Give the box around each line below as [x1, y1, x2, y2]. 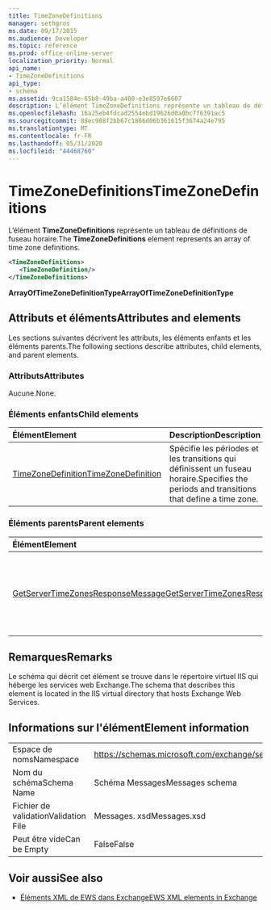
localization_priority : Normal [8, 57, 114, 65]
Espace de [12, 744, 52, 755]
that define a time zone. [169, 493, 259, 505]
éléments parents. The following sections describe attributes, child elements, [8, 341, 262, 351]
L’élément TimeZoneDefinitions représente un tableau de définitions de [8, 225, 248, 235]
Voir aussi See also [8, 871, 103, 885]
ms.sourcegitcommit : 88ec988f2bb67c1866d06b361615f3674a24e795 [8, 117, 226, 125]
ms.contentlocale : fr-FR [8, 132, 92, 140]
